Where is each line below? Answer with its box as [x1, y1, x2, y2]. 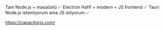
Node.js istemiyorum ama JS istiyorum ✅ [5, 10, 90, 15]
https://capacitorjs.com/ [5, 20, 55, 25]
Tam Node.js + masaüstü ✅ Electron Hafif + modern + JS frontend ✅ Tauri [5, 4, 159, 10]
